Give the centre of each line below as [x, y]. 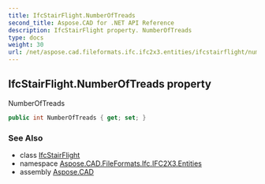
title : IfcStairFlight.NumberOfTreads [72, 15]
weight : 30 [26, 45]
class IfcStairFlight [50, 155]
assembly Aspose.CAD [57, 171]
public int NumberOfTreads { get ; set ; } [77, 118]
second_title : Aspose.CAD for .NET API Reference [91, 23]
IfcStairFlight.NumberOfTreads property [110, 84]
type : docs [26, 38]
